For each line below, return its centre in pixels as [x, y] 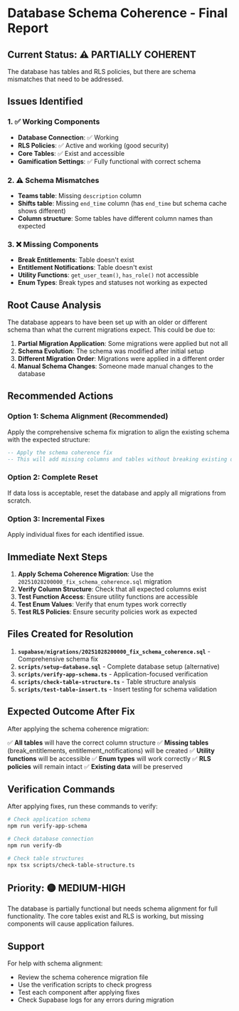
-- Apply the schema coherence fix [60, 452]
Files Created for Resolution [70, 634]
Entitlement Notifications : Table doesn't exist [85, 268]
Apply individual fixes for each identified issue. [76, 535]
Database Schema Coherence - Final [118, 13]
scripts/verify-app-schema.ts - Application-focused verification [113, 674]
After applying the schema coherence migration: [78, 728]
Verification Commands [61, 789]
